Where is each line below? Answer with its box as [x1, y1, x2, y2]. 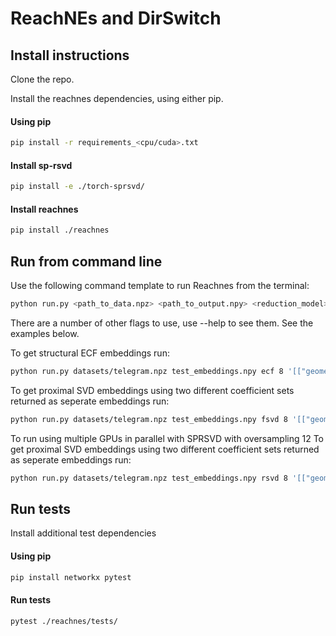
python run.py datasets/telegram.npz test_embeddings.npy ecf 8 [10, 366, 284, 376]
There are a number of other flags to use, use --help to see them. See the [10, 317, 314, 329]
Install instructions [10, 47, 130, 64]
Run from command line [10, 253, 163, 270]
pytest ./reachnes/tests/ [10, 616, 118, 626]
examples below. [10, 327, 80, 339]
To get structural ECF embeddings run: [10, 347, 170, 359]
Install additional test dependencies [10, 527, 157, 539]
